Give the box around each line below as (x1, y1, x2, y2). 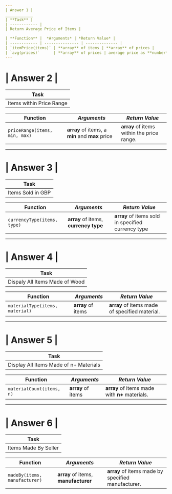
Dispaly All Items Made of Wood (8, 278, 85, 285)
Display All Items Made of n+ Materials (8, 361, 101, 368)
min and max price (67, 132, 113, 140)
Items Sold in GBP (8, 189, 51, 196)
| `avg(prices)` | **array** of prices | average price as (5, 50, 145, 55)
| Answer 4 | (5, 251, 59, 263)
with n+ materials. (105, 391, 148, 398)
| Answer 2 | (5, 72, 58, 84)
